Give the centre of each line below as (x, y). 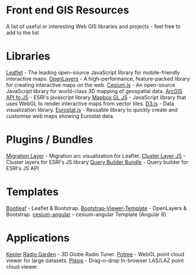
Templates (32, 192)
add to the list (23, 32)
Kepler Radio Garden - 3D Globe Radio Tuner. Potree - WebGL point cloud (95, 254)
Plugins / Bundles (50, 140)
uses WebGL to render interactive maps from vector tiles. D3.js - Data (90, 104)
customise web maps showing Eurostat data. (60, 116)
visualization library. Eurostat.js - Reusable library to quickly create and (92, 109)
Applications (38, 238)
